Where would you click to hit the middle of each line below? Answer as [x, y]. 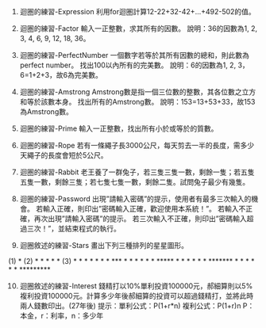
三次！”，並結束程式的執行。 [73, 229]
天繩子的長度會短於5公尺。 [64, 155]
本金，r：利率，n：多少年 [62, 316]
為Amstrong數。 [46, 112]
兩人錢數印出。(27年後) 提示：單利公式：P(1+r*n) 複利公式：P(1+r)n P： [137, 306]
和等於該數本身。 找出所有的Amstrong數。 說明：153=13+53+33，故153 [137, 102]
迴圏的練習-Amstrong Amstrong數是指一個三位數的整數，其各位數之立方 [138, 92]
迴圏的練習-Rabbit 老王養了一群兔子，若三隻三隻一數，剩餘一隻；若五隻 [137, 172]
